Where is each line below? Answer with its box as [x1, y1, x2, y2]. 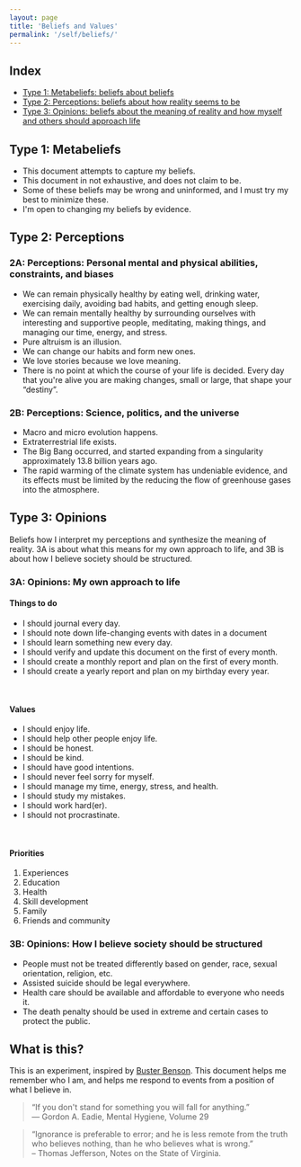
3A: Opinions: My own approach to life [9, 575, 181, 588]
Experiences [22, 868, 69, 878]
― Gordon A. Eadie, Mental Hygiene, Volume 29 [31, 1111, 209, 1122]
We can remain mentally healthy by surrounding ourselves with [22, 307, 256, 318]
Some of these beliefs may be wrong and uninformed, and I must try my [22, 185, 289, 195]
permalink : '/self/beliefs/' [9, 30, 119, 39]
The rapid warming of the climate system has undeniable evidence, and [22, 465, 288, 476]
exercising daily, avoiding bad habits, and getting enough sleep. [22, 298, 259, 308]
